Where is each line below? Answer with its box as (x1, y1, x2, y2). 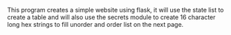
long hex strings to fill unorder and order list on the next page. (7, 21, 184, 28)
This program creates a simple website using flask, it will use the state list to (7, 6, 224, 14)
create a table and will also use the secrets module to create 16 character (7, 13, 216, 21)
